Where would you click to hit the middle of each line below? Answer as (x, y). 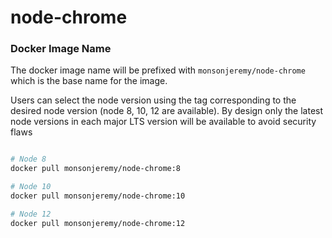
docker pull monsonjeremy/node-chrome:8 (96, 169)
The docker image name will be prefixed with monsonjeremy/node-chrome (158, 70)
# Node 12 (31, 214)
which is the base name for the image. (89, 81)
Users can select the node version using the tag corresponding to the (153, 100)
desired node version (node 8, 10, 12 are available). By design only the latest (167, 111)
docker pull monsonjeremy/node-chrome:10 (98, 196)
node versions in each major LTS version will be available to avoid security (163, 122)
